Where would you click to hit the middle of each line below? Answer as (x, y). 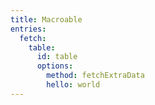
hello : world (73, 85)
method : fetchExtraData (95, 76)
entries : (28, 29)
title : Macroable (46, 19)
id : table (57, 57)
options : (55, 66)
